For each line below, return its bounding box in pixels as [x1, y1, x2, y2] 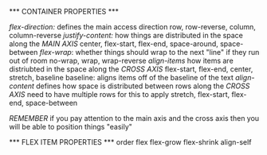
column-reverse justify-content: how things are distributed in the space [9, 31, 244, 40]
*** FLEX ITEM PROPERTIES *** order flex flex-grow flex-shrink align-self [9, 138, 252, 146]
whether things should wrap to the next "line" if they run [75, 48, 260, 56]
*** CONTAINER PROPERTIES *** [9, 7, 119, 16]
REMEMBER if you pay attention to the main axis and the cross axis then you [9, 114, 260, 122]
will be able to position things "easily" [9, 122, 132, 131]
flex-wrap [39, 48, 73, 56]
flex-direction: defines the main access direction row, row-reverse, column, [9, 22, 256, 31]
